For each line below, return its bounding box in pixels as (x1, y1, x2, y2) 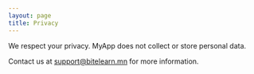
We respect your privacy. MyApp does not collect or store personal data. (8, 41, 247, 50)
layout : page (8, 11, 52, 20)
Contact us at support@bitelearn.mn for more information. (8, 56, 199, 66)
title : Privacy (8, 19, 59, 27)
